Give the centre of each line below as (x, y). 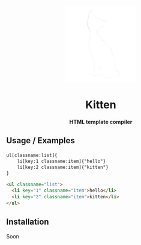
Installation (28, 222)
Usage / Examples (40, 140)
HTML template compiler (101, 122)
